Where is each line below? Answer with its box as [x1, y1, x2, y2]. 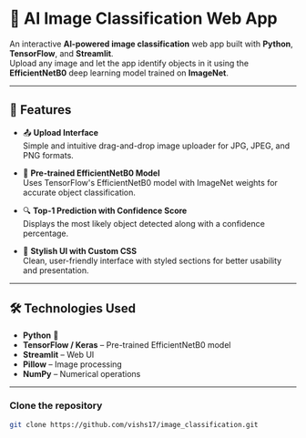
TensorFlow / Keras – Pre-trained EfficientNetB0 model [22, 339, 231, 350]
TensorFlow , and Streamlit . [9, 47, 114, 58]
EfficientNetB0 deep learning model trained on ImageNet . [9, 67, 229, 78]
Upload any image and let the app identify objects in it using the [9, 57, 249, 68]
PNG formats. [22, 149, 75, 160]
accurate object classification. [22, 187, 137, 198]
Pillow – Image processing [22, 359, 123, 370]
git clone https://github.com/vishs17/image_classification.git [9, 420, 259, 429]
